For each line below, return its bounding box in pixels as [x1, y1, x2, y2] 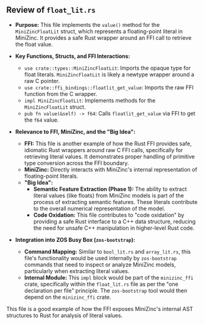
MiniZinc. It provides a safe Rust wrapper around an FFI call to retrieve [15, 34, 192, 42]
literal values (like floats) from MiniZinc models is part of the [33, 192, 185, 199]
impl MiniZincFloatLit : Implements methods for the [24, 97, 156, 104]
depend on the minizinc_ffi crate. [24, 293, 111, 301]
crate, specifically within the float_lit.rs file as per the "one [24, 280, 178, 288]
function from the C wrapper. [24, 90, 97, 97]
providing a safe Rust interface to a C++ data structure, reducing [33, 217, 196, 225]
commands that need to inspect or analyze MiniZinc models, [24, 261, 176, 268]
